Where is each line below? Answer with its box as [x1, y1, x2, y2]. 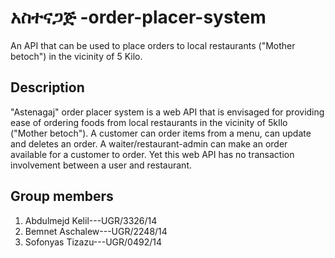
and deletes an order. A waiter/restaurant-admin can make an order [10, 137, 288, 150]
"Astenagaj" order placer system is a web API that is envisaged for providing [10, 106, 325, 118]
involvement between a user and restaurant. [10, 159, 193, 171]
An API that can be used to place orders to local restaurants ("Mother [10, 39, 296, 51]
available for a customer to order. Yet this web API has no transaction [10, 148, 295, 160]
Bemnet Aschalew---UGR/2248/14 [24, 225, 168, 237]
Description [10, 79, 85, 96]
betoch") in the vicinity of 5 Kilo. [10, 50, 143, 62]
